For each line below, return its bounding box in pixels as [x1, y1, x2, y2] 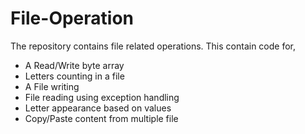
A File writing [24, 80, 80, 92]
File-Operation [10, 7, 135, 30]
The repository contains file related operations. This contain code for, [10, 40, 297, 52]
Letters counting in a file [24, 70, 125, 82]
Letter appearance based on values [24, 102, 172, 114]
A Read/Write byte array [24, 59, 125, 71]
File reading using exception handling [24, 91, 180, 103]
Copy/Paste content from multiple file [24, 112, 179, 124]
